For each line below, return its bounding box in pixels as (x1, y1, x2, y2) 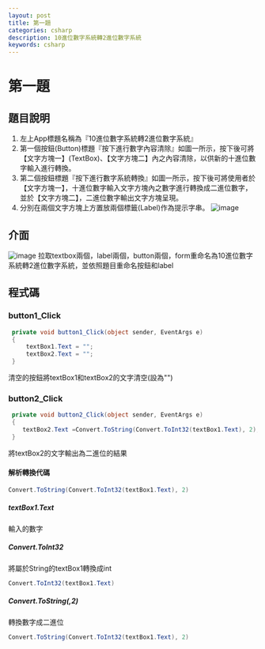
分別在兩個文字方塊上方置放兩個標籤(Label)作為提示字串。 (19, 203, 210, 213)
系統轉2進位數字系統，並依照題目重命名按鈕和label (8, 260, 174, 270)
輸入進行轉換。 (26, 164, 76, 173)
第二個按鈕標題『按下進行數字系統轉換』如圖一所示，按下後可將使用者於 (19, 173, 256, 183)
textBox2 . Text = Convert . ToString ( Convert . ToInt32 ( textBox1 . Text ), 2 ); (22, 426, 260, 434)
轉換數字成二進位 (8, 617, 64, 627)
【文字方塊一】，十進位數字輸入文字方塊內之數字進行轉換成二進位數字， (19, 183, 252, 193)
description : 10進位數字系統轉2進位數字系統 (8, 33, 142, 42)
